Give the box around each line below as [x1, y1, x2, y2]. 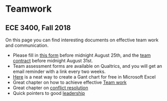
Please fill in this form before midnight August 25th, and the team [12, 52, 151, 58]
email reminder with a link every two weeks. [12, 68, 106, 74]
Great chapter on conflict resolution [12, 85, 88, 91]
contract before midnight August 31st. [12, 58, 94, 64]
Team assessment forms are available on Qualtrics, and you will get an [12, 63, 162, 69]
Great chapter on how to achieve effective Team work [12, 80, 127, 85]
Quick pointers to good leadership [12, 90, 85, 96]
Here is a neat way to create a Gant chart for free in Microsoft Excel [12, 74, 156, 80]
